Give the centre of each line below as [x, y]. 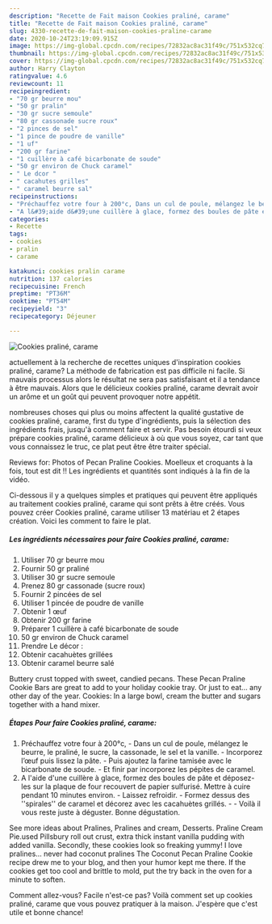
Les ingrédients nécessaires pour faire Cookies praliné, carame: [119, 540]
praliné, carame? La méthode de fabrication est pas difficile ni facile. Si [127, 371]
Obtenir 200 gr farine [56, 620]
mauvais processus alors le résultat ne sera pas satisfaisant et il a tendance [135, 379]
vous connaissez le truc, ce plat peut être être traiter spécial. [110, 447]
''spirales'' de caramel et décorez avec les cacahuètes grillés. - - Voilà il [140, 803]
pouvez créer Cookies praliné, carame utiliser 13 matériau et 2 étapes [125, 512]
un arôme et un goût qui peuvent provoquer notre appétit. [105, 396]
